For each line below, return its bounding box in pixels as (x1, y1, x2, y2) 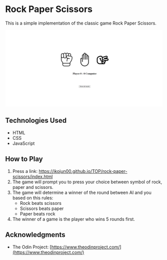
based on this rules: (12, 194, 53, 201)
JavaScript (12, 140, 35, 146)
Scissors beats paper (19, 205, 64, 211)
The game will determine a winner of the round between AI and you (12, 189, 151, 195)
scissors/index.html (12, 173, 53, 179)
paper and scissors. (12, 184, 53, 190)
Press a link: (12, 168, 38, 174)
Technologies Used (5, 116, 66, 125)
